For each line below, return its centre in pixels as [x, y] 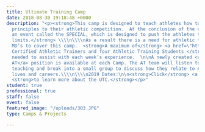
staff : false [23, 97]
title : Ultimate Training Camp [46, 12]
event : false [23, 102]
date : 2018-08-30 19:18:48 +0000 [49, 18]
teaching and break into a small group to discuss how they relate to [103, 68]
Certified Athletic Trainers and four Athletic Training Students [98, 52]
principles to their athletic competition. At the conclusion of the [103, 29]
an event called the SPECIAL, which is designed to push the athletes [103, 35]
